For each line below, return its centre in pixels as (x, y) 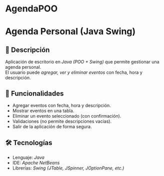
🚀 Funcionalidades (34, 93)
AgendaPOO (31, 9)
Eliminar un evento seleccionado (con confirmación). (67, 116)
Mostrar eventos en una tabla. (43, 111)
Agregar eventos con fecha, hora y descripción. (61, 105)
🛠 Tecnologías (29, 143)
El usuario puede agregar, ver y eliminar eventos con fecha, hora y (74, 72)
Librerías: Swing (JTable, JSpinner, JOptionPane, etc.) (68, 168)
